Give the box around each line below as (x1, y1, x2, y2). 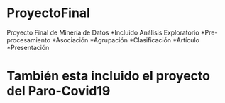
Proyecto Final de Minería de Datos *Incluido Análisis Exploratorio (6, 28, 199, 37)
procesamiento (6, 35, 51, 44)
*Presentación (6, 43, 50, 51)
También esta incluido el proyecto (6, 68, 211, 84)
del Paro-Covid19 (6, 83, 111, 99)
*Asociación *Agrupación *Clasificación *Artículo (52, 35, 200, 44)
